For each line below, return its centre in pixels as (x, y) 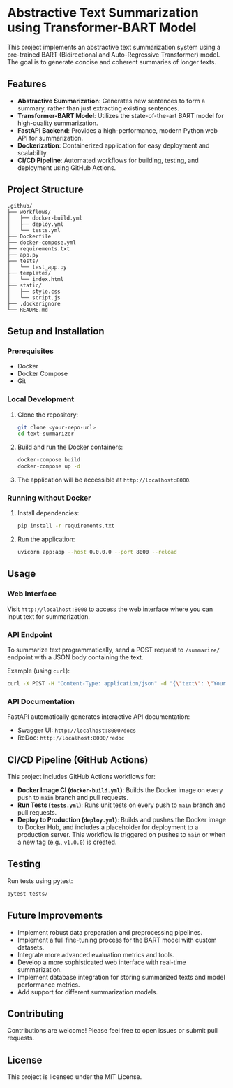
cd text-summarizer (46, 434)
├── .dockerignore (34, 303)
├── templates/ (29, 273)
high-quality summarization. (58, 123)
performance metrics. (48, 985)
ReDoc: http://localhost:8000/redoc (71, 738)
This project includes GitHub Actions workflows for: (81, 777)
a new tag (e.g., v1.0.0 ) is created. (67, 842)
